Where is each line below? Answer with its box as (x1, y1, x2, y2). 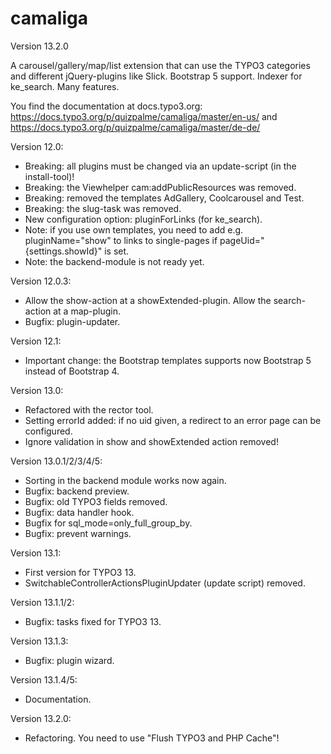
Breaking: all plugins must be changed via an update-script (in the (24, 160, 297, 172)
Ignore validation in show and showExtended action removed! (24, 435, 279, 447)
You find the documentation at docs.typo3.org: (10, 100, 203, 112)
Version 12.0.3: (10, 275, 72, 287)
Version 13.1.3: (10, 635, 69, 647)
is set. (104, 245, 130, 257)
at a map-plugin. (53, 305, 122, 317)
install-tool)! (24, 170, 75, 182)
